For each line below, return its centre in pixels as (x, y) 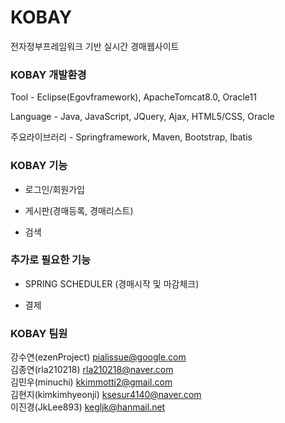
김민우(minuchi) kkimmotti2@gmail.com (91, 382)
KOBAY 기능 (39, 166)
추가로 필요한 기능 (51, 260)
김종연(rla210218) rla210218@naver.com (92, 370)
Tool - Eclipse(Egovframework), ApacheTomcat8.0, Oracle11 (133, 97)
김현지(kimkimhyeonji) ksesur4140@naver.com (106, 395)
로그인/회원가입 (55, 189)
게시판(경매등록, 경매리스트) (79, 210)
